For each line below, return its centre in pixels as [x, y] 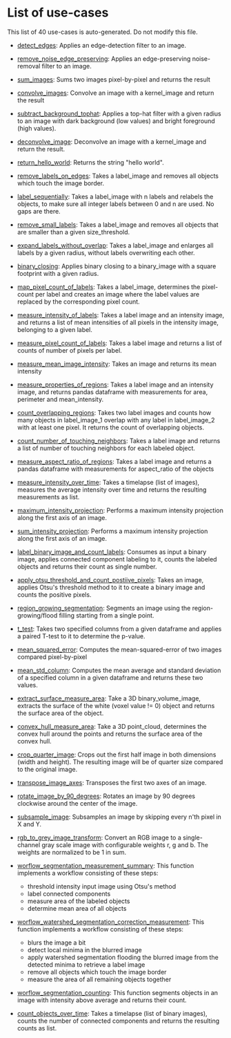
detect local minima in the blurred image [85, 949]
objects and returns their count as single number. [87, 566]
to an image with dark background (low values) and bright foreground [116, 121]
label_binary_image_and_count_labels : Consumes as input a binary [112, 552]
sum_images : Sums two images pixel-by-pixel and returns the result [113, 79]
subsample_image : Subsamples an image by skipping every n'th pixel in [119, 817]
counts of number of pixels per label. [69, 350]
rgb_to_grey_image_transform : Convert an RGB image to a [99, 837]
